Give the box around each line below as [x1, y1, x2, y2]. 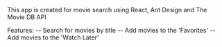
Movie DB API [7, 13, 46, 21]
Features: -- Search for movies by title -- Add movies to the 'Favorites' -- [7, 27, 216, 34]
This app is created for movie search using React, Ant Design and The [7, 6, 207, 14]
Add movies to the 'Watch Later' [7, 33, 99, 42]
